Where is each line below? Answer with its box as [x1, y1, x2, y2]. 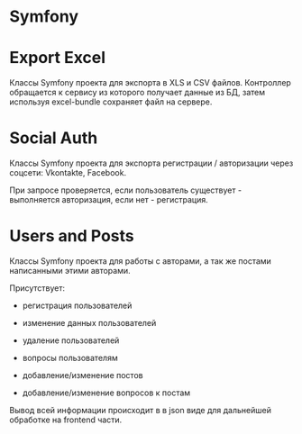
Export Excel [9, 48, 106, 68]
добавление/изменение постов [22, 370, 143, 380]
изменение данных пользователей [22, 318, 157, 328]
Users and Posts [9, 226, 135, 247]
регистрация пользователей [22, 300, 133, 311]
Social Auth [9, 128, 98, 149]
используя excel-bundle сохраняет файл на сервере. [9, 96, 213, 107]
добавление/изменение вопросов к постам [22, 387, 191, 398]
